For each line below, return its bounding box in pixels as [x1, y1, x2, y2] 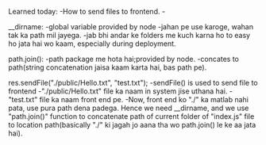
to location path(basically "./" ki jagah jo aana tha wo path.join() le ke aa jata [8, 120, 256, 129]
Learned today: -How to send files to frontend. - [8, 7, 165, 16]
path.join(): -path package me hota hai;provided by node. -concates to [8, 55, 240, 63]
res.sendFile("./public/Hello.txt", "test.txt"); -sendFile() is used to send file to [8, 78, 258, 87]
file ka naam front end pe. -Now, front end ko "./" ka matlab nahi [39, 95, 249, 104]
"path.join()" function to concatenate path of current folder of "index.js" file [8, 112, 255, 121]
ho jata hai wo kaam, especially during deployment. [8, 39, 176, 48]
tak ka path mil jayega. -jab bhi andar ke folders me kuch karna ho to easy [8, 31, 251, 40]
